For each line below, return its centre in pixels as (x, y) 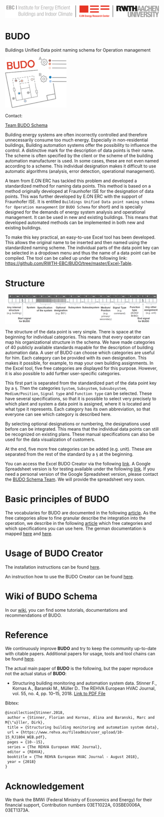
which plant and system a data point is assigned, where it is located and (78, 404)
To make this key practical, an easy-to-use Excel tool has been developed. (80, 237)
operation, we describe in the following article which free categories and (79, 523)
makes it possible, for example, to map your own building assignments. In (79, 363)
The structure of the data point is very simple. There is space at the (73, 331)
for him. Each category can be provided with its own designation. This (76, 357)
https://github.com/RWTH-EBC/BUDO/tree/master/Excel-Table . (69, 263)
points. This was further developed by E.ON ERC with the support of (74, 196)
